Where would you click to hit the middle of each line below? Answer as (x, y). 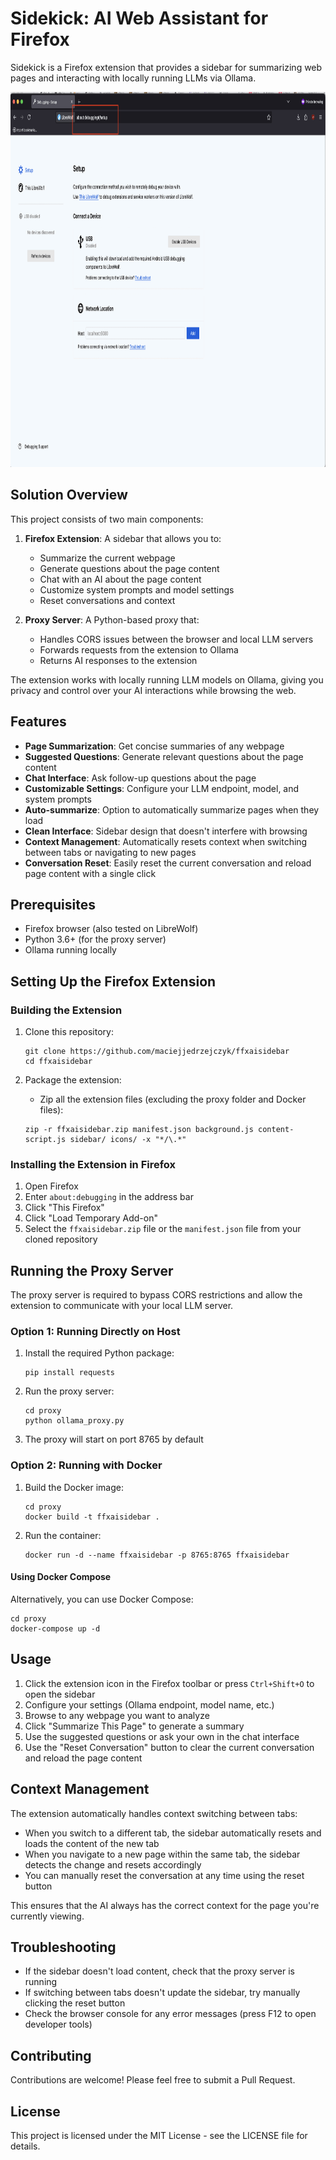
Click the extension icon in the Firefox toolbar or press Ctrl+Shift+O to (169, 1683)
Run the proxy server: (69, 1391)
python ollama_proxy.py (74, 1421)
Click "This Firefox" (64, 1208)
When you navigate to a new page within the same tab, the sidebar (162, 1854)
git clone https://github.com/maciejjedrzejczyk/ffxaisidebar (157, 1052)
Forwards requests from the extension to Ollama (139, 649)
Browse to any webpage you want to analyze (117, 1715)
